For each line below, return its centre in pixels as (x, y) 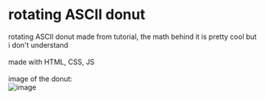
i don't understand (38, 44)
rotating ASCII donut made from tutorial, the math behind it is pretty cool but (132, 37)
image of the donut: (40, 79)
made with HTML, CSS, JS (52, 62)
